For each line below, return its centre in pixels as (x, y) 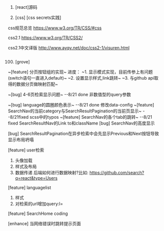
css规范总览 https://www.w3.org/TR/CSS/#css (55, 28)
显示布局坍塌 (21, 140)
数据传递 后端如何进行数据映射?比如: (51, 173)
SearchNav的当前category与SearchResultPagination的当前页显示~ (75, 111)
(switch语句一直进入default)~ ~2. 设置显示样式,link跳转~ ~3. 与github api (81, 78)
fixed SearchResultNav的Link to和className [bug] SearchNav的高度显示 (82, 123)
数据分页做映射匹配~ (37, 84)
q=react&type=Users (36, 178)
